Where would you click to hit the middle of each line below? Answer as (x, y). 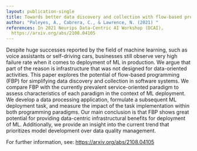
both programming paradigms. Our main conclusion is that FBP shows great (98, 112)
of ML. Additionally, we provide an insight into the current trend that (88, 125)
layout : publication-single (40, 11)
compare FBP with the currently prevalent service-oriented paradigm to (92, 87)
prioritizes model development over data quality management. (81, 131)
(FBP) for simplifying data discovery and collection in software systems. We (97, 81)
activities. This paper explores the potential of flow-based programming (93, 75)
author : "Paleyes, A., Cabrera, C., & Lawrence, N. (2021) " (82, 22)
